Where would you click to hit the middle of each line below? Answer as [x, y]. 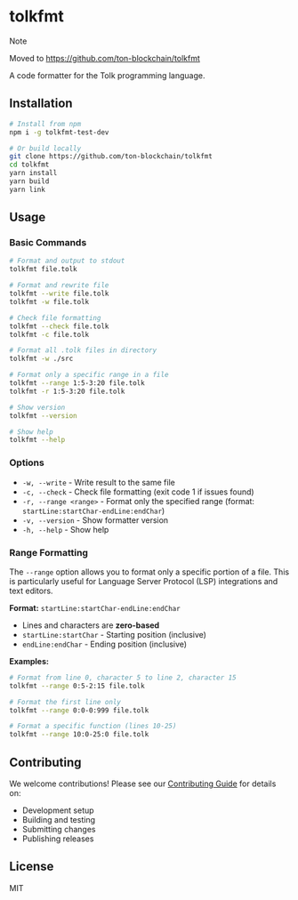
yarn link [28, 189]
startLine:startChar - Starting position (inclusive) [114, 634]
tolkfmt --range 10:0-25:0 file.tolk [79, 735]
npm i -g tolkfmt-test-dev [59, 132]
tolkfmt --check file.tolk [59, 326]
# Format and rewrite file [59, 285]
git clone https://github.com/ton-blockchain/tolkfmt [111, 157]
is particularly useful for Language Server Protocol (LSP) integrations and [144, 581]
